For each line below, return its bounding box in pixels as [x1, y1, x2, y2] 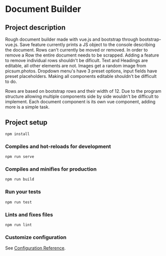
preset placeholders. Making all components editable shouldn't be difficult [5, 73, 157, 79]
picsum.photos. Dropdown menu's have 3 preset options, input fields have [5, 68, 158, 74]
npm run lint [5, 222, 32, 227]
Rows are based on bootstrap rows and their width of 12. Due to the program [5, 88, 162, 94]
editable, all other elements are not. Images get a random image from [5, 63, 147, 68]
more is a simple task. [5, 104, 50, 110]
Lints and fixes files [5, 211, 54, 218]
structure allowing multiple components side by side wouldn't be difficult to [5, 93, 159, 99]
